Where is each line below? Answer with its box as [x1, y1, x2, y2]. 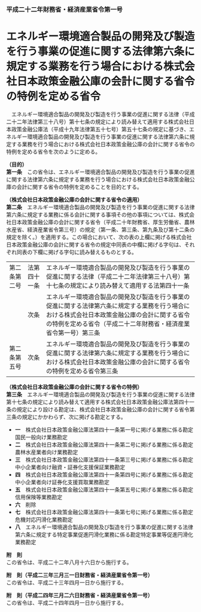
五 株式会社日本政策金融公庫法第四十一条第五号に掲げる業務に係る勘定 [14, 486, 193, 493]
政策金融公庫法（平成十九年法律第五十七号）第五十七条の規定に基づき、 [11, 125, 190, 132]
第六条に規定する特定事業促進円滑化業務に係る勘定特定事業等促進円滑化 [14, 530, 193, 538]
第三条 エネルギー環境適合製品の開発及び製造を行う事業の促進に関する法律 [6, 391, 195, 398]
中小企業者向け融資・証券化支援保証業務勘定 [14, 463, 126, 471]
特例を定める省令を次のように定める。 [6, 148, 100, 155]
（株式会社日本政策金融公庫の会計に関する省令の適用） [6, 196, 142, 203]
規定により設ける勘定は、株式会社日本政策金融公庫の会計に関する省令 [16, 406, 190, 413]
